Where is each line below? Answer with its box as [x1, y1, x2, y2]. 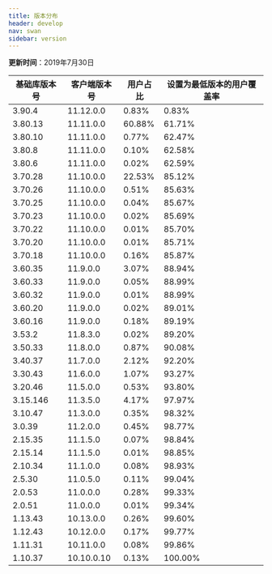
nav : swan [8, 27, 42, 35]
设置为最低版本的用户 [167, 79, 249, 90]
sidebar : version [8, 34, 67, 43]
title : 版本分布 [8, 11, 58, 20]
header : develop [8, 19, 63, 28]
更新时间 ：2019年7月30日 [8, 57, 95, 67]
